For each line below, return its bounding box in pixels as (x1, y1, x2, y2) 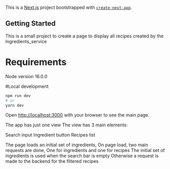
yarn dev (5, 103, 24, 108)
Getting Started (5, 19, 56, 28)
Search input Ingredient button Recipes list (5, 132, 96, 138)
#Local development (5, 83, 49, 89)
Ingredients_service (5, 38, 47, 44)
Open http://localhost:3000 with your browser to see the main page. (5, 112, 150, 118)
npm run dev (5, 93, 31, 98)
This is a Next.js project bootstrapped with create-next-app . (5, 5, 133, 10)
